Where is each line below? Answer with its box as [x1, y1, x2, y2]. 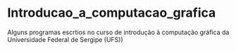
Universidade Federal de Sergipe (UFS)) [7, 35, 123, 43]
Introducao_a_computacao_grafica [7, 5, 216, 21]
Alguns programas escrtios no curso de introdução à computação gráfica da [7, 28, 230, 36]
